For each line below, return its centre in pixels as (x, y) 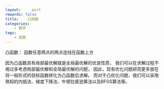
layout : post (23, 10)
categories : (17, 24)
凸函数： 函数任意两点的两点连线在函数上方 (49, 52)
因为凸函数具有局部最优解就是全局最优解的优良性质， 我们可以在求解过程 (80, 63)
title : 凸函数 (22, 19)
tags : (11, 33)
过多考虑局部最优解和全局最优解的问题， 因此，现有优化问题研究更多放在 (84, 69)
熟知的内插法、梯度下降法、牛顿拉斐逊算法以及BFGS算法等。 (68, 81)
